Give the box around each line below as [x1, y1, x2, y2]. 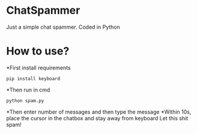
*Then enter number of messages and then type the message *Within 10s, [6, 108, 192, 115]
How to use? [6, 44, 70, 58]
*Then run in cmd [6, 86, 50, 93]
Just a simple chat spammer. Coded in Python [6, 23, 120, 31]
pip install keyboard [6, 75, 61, 81]
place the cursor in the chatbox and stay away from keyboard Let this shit [6, 114, 189, 121]
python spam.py [6, 98, 44, 103]
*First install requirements [6, 64, 71, 71]
